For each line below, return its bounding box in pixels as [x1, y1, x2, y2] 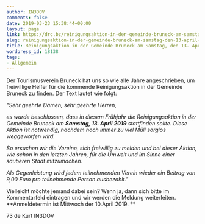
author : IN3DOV [6, 9, 45, 15]
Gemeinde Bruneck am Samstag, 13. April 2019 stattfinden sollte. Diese [6, 119, 188, 127]
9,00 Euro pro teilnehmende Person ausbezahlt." [6, 175, 129, 183]
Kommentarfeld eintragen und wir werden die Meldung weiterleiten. [6, 194, 176, 201]
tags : [6, 54, 20, 60]
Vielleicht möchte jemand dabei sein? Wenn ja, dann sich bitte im [6, 187, 170, 195]
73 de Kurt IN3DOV [6, 212, 55, 219]
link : [6, 32, 20, 38]
